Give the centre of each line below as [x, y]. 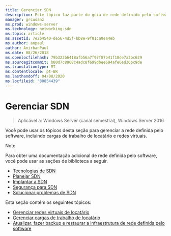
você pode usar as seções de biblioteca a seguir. [57, 161]
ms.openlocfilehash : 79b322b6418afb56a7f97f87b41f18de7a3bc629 [74, 57]
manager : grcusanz [25, 19]
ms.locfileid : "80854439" [33, 81]
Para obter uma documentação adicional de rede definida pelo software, [81, 155]
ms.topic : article [25, 34]
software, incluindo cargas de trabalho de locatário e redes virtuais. [76, 136]
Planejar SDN [26, 176]
